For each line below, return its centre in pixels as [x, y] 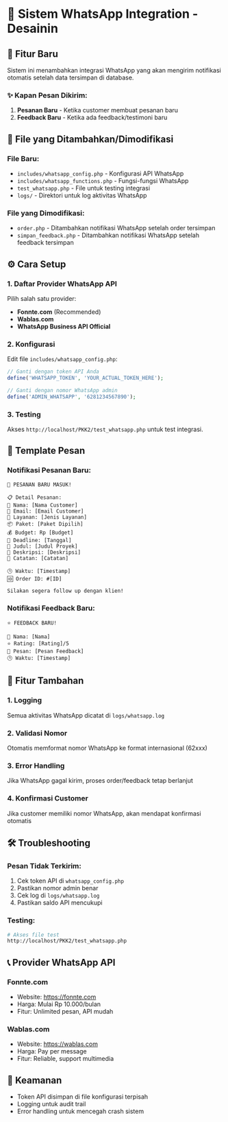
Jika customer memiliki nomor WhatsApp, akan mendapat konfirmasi [104, 813]
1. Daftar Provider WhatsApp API [62, 284]
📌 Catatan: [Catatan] [38, 558]
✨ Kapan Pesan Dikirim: [47, 95]
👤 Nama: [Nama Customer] [42, 505]
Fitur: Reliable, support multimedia [65, 1059]
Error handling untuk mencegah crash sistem [80, 1111]
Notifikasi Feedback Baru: [51, 608]
